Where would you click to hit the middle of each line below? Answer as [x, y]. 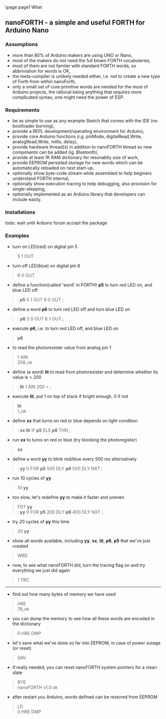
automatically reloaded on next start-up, [53, 168]
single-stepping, [29, 189]
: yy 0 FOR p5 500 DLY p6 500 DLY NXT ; [60, 468]
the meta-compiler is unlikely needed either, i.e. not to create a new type [86, 76]
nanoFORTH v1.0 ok [38, 687]
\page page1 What [24, 7]
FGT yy [25, 507]
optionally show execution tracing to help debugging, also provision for [84, 183]
